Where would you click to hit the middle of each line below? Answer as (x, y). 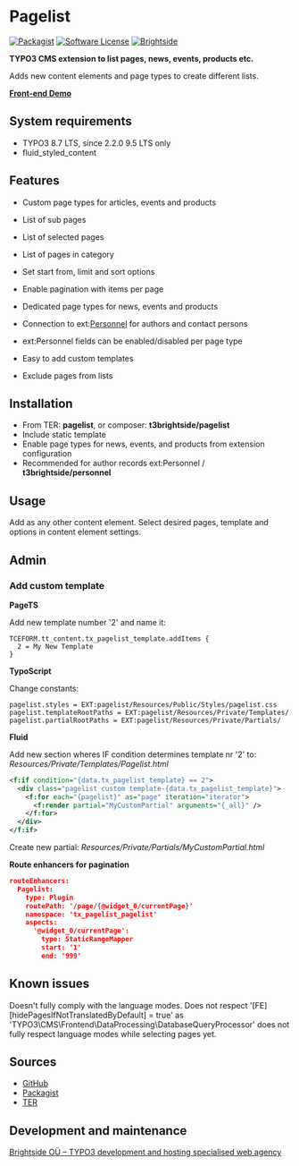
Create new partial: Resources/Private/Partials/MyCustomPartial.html (137, 847)
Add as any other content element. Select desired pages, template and (139, 523)
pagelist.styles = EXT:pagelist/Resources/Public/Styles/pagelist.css (143, 704)
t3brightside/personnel (66, 472)
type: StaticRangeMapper (87, 940)
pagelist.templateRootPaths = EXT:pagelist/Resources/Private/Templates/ (149, 712)
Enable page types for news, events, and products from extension (143, 444)
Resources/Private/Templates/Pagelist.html (89, 763)
